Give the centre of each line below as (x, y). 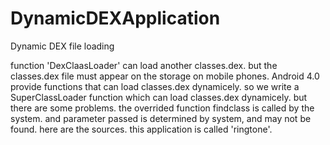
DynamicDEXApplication (115, 18)
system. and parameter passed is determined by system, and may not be (161, 118)
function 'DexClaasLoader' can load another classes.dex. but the (144, 65)
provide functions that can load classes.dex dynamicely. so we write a (155, 86)
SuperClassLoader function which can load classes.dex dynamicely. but (159, 97)
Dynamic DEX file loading (62, 46)
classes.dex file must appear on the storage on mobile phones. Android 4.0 (165, 76)
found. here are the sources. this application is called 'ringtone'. (141, 129)
